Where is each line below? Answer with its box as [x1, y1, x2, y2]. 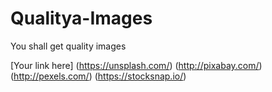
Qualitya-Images [10, 7, 153, 30]
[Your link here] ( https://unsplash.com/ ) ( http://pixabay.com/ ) [10, 59, 263, 71]
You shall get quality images [10, 40, 127, 52]
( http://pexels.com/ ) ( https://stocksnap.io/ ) [10, 70, 187, 82]
